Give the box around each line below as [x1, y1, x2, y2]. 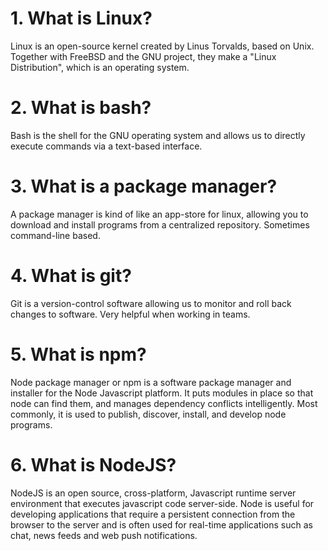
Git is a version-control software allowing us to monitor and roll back [10, 297, 292, 309]
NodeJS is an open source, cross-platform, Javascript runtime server [10, 487, 297, 499]
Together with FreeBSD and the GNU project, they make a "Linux [10, 50, 277, 62]
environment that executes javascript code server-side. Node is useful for [10, 497, 315, 509]
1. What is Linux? [10, 7, 153, 30]
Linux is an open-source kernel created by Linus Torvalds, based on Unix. [10, 40, 315, 52]
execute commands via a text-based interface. [10, 140, 203, 152]
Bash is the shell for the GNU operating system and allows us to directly [10, 129, 306, 141]
